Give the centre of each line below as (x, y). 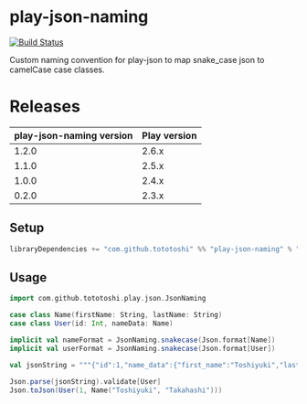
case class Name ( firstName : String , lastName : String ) (116, 315)
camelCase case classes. (57, 69)
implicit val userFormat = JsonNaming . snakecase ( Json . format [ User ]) (143, 348)
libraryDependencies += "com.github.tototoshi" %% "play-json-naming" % (151, 249)
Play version (169, 135)
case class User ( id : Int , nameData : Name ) (91, 324)
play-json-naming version (74, 135)
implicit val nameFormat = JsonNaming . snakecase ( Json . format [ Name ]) (143, 340)
